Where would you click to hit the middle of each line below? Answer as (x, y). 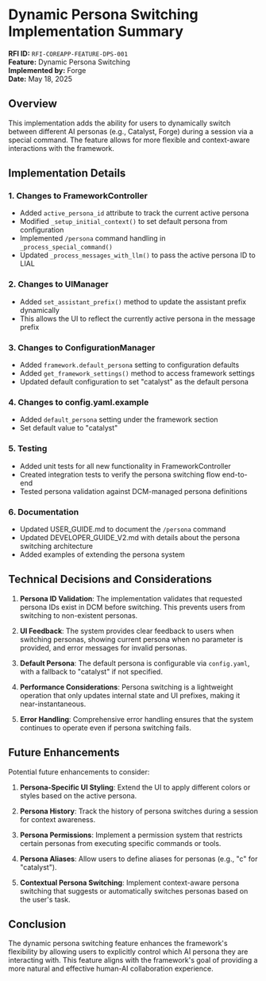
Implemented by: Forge (47, 70)
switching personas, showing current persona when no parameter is (131, 639)
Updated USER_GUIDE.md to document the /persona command (123, 529)
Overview (33, 104)
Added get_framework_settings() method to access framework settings (137, 373)
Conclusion (37, 924)
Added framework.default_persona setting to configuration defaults (129, 365)
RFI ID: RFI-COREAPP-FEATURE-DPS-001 (68, 53)
